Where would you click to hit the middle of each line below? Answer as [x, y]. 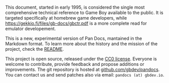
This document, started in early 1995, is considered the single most [75, 7]
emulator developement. [31, 29]
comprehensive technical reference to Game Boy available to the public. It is [84, 13]
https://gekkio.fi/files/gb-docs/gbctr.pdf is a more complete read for [76, 23]
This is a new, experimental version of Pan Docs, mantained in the [74, 38]
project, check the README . [35, 49]
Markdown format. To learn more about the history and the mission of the [81, 44]
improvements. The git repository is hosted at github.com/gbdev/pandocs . [82, 69]
